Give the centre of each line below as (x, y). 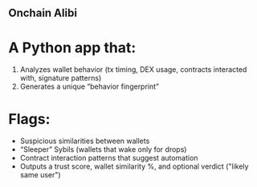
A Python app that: (72, 48)
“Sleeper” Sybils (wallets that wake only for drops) (103, 149)
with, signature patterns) (61, 78)
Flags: (29, 119)
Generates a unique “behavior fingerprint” (89, 86)
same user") (41, 175)
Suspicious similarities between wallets (85, 141)
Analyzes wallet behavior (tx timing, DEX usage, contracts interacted (133, 70)
